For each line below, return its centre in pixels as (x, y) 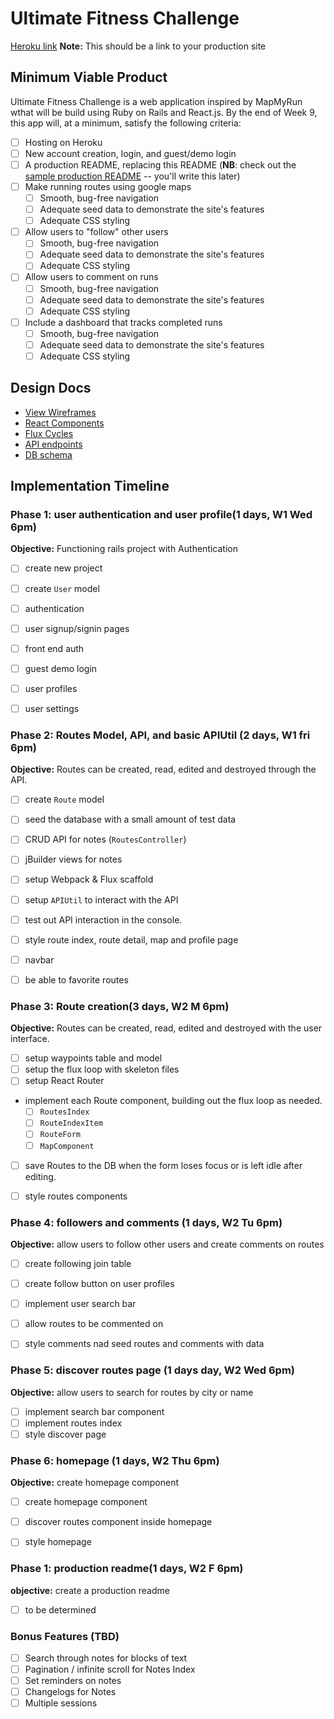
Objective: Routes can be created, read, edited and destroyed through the (163, 769)
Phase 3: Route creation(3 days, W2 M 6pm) (120, 1006)
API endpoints (53, 444)
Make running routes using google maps (108, 186)
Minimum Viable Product (89, 77)
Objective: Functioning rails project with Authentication (124, 549)
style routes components (76, 1196)
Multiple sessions (61, 1703)
